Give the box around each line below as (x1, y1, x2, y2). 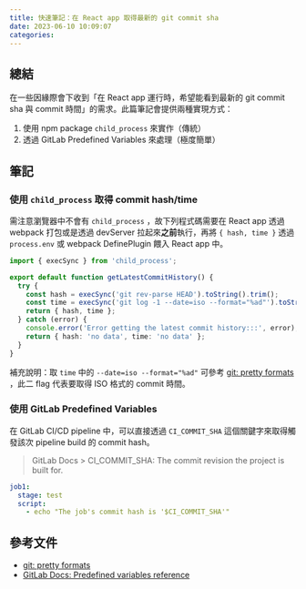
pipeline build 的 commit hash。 (35, 436, 155, 447)
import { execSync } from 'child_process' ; (9, 256, 178, 265)
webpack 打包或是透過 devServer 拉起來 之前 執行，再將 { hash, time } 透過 (9, 227, 295, 238)
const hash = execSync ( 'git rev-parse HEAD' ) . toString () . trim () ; (25, 289, 280, 299)
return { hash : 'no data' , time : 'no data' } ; (25, 331, 206, 341)
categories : (9, 30, 55, 39)
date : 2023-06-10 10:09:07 (9, 22, 112, 31)
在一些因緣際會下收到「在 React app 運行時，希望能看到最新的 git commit (9, 92, 285, 103)
